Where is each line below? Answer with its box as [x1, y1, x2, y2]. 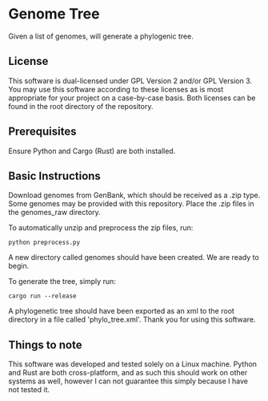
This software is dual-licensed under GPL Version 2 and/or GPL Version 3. [8, 75, 252, 85]
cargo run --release [8, 292, 78, 301]
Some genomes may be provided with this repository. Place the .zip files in [8, 199, 254, 209]
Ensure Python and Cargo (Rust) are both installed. [8, 146, 176, 156]
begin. [8, 261, 30, 271]
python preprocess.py [8, 238, 81, 247]
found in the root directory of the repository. [8, 101, 154, 111]
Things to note [8, 338, 82, 351]
